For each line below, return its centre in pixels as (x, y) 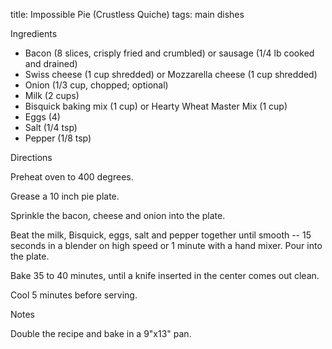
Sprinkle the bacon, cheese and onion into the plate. (118, 215)
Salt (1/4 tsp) (51, 127)
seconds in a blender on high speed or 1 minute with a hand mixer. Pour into (166, 245)
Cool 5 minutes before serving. (74, 295)
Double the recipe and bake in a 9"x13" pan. (101, 333)
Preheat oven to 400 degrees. (72, 177)
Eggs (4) (42, 117)
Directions (31, 157)
